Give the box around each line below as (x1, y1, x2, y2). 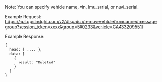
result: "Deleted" (18, 60, 56, 65)
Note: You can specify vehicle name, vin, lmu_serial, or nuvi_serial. (5, 4, 139, 10)
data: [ (9, 51, 25, 56)
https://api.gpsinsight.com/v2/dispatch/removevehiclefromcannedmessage (5, 19, 157, 24)
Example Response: (5, 34, 45, 39)
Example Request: (5, 14, 41, 19)
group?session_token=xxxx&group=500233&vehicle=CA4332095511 (5, 24, 143, 30)
